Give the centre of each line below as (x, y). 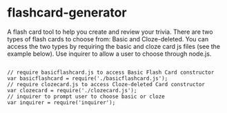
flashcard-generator (67, 13)
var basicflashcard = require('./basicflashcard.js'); (88, 78)
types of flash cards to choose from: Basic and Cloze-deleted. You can (108, 39)
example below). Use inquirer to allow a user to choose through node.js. (109, 54)
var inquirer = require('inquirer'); (61, 102)
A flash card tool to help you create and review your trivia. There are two (110, 32)
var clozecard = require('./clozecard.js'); (72, 90)
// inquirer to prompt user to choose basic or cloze (86, 96)
